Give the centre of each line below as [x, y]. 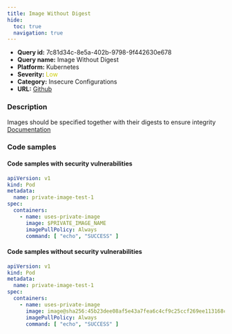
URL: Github [35, 89]
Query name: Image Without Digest [68, 60]
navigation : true [38, 33]
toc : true [27, 26]
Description [27, 107]
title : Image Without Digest [49, 13]
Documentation [29, 129]
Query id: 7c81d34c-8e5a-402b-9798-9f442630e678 [94, 52]
